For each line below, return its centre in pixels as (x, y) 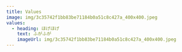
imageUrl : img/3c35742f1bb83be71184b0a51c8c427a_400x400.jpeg (97, 39)
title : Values (24, 12)
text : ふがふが (34, 34)
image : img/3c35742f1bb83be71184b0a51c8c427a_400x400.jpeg (82, 17)
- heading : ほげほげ (36, 28)
